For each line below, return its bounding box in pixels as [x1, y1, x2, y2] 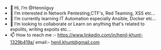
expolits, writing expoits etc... [10, 26, 71, 32]
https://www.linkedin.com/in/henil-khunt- [57, 32, 143, 38]
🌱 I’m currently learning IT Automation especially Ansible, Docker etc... [10, 16, 156, 21]
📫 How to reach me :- [10, 32, 56, 38]
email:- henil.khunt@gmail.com [35, 39, 100, 45]
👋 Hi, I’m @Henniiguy [10, 5, 54, 11]
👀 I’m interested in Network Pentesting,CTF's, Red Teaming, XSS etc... [10, 10, 155, 16]
